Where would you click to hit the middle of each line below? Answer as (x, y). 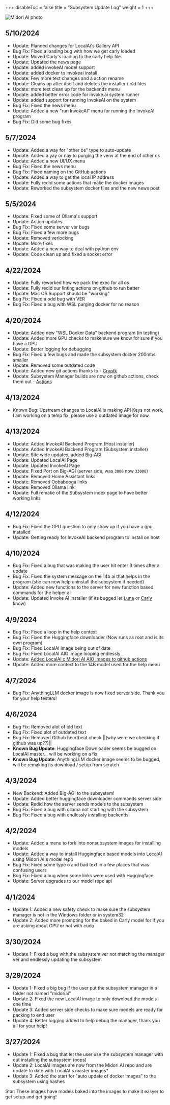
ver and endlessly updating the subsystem (57, 959)
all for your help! (30, 1026)
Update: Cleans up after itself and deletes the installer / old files (79, 83)
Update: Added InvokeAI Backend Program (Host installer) (74, 443)
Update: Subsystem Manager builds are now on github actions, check (86, 376)
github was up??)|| (32, 743)
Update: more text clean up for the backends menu (66, 89)
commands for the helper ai (42, 593)
